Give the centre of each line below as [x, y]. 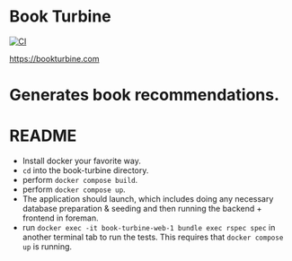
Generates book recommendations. [145, 95]
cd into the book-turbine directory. [85, 170]
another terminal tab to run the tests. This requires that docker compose [153, 237]
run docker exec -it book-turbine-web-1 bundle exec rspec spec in [149, 228]
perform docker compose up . [74, 189]
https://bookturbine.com [55, 58]
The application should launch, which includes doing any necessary [148, 199]
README [43, 136]
